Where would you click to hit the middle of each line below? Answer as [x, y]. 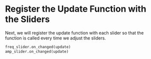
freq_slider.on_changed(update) [38, 47]
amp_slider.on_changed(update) [37, 51]
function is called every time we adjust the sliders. [55, 38]
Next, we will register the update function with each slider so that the [75, 33]
